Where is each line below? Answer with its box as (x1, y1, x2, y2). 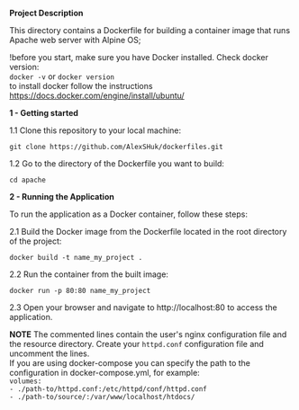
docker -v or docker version (9, 71, 115, 82)
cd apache (9, 175, 47, 184)
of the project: (9, 236, 62, 246)
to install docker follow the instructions (9, 81, 153, 91)
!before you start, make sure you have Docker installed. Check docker (9, 52, 268, 62)
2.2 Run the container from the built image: (9, 269, 169, 280)
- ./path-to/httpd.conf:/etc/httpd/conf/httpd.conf (9, 385, 207, 394)
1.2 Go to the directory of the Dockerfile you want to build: (9, 158, 225, 169)
